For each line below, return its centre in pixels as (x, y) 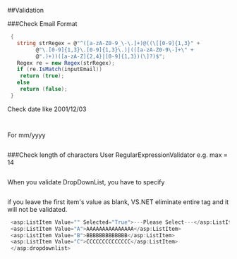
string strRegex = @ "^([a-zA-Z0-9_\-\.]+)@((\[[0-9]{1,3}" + (108, 43)
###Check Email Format (42, 24)
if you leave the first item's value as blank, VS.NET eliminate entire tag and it (118, 202)
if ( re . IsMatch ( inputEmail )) (59, 70)
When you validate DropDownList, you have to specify (86, 182)
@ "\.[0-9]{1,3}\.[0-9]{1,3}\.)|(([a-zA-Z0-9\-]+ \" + (115, 50)
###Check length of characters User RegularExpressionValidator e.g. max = (117, 155)
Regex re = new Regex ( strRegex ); (66, 63)
